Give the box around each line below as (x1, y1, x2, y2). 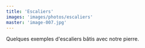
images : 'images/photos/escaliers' (6, 14, 93, 20)
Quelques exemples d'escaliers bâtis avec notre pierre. (6, 36, 140, 43)
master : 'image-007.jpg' (6, 19, 67, 25)
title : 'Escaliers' (6, 8, 54, 15)
